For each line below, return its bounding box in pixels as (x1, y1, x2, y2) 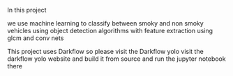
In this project (7, 6, 47, 14)
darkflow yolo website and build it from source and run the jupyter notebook (7, 55, 226, 63)
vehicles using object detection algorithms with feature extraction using (7, 27, 213, 35)
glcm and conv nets (7, 34, 64, 42)
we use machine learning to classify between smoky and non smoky (7, 19, 204, 27)
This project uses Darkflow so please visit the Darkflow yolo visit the (7, 48, 204, 55)
